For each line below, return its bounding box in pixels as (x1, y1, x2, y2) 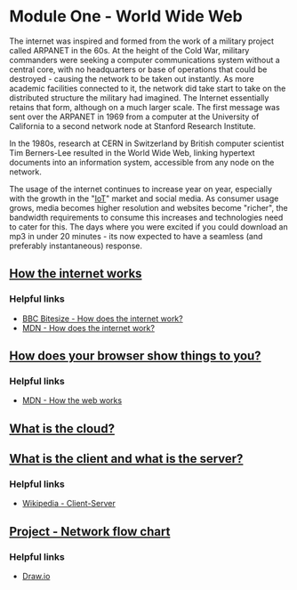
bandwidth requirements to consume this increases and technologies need (9, 212, 284, 222)
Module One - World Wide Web (9, 6, 243, 27)
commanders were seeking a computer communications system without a (9, 54, 280, 65)
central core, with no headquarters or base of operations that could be (9, 64, 268, 75)
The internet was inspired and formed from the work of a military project (9, 36, 274, 46)
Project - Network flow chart (9, 523, 171, 539)
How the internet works (9, 266, 142, 281)
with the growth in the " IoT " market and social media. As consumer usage (9, 193, 279, 204)
